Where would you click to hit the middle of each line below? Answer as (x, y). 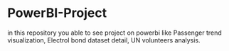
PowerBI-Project (57, 13)
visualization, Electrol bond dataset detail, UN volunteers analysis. (104, 40)
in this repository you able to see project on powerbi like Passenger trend (114, 33)
